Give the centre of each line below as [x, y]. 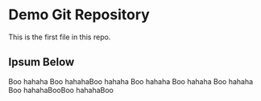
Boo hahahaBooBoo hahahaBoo [61, 90]
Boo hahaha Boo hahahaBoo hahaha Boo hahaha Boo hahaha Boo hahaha [131, 81]
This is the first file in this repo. [60, 37]
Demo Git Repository [79, 15]
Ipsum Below [41, 62]
